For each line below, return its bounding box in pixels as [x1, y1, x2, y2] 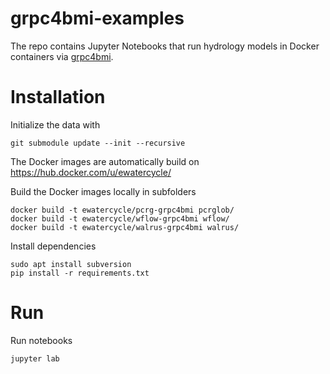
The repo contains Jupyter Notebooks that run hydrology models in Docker [10, 40, 320, 52]
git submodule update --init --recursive [10, 138, 186, 148]
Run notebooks [10, 334, 73, 346]
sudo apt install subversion [10, 259, 132, 269]
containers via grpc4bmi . [10, 50, 114, 62]
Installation [10, 86, 106, 109]
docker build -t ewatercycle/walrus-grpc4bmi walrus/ [10, 222, 240, 232]
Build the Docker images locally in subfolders [10, 185, 197, 197]
